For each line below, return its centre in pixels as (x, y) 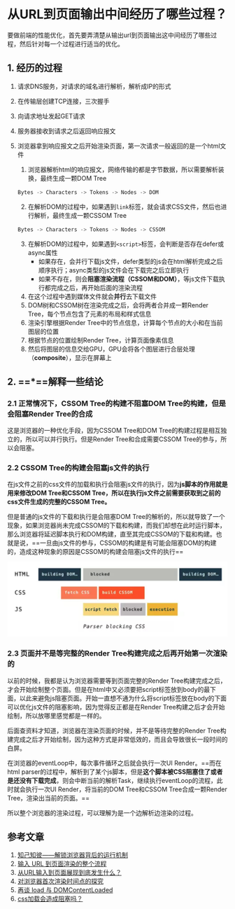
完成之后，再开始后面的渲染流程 (97, 287)
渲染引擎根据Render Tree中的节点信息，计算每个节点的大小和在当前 (125, 322)
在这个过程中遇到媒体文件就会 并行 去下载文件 (92, 296)
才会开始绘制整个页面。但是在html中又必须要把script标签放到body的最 (109, 689)
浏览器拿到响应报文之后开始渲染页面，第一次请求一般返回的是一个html (119, 146)
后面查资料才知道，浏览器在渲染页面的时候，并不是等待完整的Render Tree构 (117, 730)
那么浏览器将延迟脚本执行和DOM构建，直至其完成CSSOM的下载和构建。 (112, 534)
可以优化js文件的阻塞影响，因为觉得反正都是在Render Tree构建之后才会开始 (116, 707)
